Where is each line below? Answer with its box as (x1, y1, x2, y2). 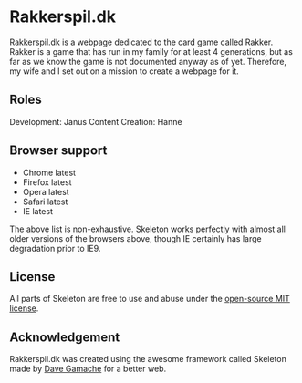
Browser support (9, 143, 108, 159)
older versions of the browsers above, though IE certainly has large (9, 233, 262, 243)
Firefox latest (22, 176, 72, 188)
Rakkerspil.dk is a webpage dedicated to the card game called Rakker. (9, 36, 274, 47)
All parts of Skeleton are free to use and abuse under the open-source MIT (9, 294, 290, 305)
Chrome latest (22, 167, 76, 178)
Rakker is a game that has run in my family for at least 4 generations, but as (9, 46, 294, 57)
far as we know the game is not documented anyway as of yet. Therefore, (9, 56, 287, 67)
